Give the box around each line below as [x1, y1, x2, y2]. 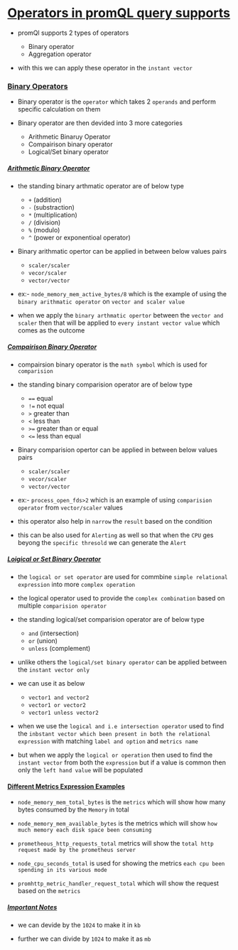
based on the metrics [17, 887, 81, 895]
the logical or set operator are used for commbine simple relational [17, 573, 229, 581]
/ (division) [28, 218, 61, 227]
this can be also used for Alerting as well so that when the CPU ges [17, 531, 215, 539]
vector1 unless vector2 [28, 709, 99, 717]
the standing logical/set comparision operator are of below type [17, 615, 205, 624]
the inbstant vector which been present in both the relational [17, 730, 211, 738]
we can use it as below [17, 679, 85, 688]
